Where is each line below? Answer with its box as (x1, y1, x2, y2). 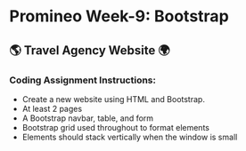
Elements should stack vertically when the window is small (21, 131, 238, 142)
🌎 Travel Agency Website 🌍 (9, 43, 171, 58)
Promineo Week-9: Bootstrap (9, 6, 229, 27)
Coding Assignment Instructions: (9, 74, 156, 86)
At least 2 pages (21, 103, 83, 114)
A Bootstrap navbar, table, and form (21, 113, 154, 123)
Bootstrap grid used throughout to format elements (21, 122, 209, 132)
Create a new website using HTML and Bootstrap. (21, 93, 205, 104)
